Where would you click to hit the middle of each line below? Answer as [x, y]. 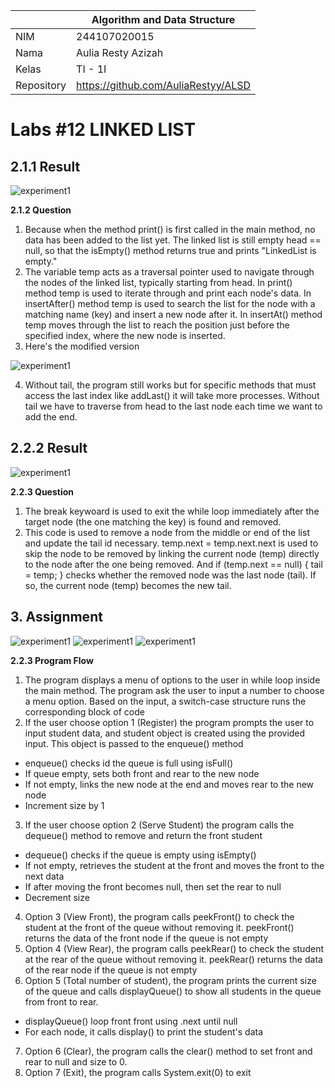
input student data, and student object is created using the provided [165, 733]
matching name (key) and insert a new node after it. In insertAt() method [173, 314]
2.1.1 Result [45, 166]
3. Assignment [56, 617]
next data [44, 876]
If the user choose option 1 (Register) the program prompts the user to [169, 722]
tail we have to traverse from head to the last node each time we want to [173, 406]
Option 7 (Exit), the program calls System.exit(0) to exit [138, 1072]
